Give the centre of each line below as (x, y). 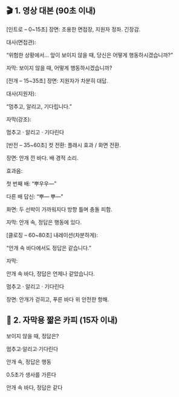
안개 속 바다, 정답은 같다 (34, 387)
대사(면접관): (21, 42)
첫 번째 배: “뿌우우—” (31, 183)
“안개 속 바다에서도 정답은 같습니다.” (49, 248)
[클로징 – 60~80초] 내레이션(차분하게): (52, 235)
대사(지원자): (21, 93)
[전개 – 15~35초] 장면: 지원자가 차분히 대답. (57, 80)
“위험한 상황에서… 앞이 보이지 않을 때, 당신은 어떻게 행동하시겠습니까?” (90, 55)
